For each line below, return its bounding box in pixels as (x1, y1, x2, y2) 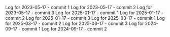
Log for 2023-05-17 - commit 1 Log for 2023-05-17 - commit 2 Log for (5, 5, 152, 10)
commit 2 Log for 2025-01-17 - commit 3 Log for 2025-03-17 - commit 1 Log (5, 15, 165, 21)
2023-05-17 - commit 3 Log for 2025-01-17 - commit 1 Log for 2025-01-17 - (5, 10, 163, 16)
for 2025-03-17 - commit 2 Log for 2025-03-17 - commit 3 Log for (5, 20, 144, 26)
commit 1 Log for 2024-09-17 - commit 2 (21, 26, 107, 32)
